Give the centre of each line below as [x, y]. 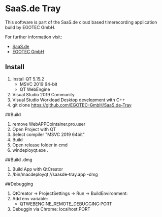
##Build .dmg [19, 160]
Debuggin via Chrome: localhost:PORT [51, 209]
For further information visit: [34, 37]
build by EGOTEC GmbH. [30, 27]
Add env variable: [30, 198]
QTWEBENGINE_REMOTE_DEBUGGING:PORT [66, 204]
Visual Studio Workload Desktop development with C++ [69, 100]
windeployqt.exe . [30, 150]
